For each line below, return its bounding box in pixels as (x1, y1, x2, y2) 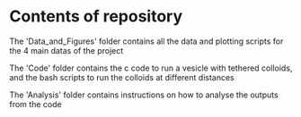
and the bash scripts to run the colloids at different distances (9, 71, 235, 82)
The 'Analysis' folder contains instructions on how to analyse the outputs (9, 89, 279, 100)
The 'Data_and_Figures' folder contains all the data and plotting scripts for (9, 36, 284, 46)
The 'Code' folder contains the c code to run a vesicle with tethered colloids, (9, 63, 293, 73)
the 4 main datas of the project (9, 45, 124, 55)
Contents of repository (9, 6, 183, 27)
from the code (9, 98, 62, 109)
